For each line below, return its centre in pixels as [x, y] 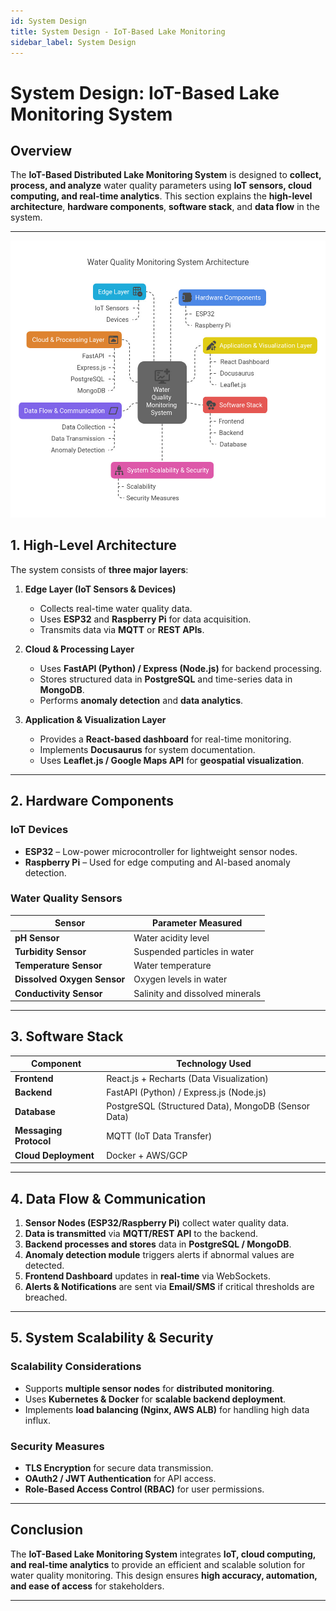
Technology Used [214, 1064]
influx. [37, 1420]
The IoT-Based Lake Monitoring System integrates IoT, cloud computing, [163, 1554]
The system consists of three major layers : [99, 569]
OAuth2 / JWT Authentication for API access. [120, 1478]
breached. [46, 1297]
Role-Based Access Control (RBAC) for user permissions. [144, 1489]
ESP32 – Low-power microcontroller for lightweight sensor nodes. [161, 851]
